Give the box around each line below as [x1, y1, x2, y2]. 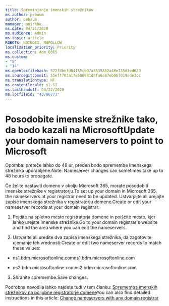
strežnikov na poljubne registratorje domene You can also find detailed [5, 289, 150, 295]
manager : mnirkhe [5, 21, 42, 27]
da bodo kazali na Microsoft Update [5, 124, 155, 136]
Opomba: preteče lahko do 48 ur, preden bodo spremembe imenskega [5, 162, 152, 168]
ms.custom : [5, 54, 28, 59]
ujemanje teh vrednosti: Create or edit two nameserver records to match [12, 240, 162, 246]
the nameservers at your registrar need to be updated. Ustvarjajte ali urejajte [5, 194, 164, 200]
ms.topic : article [5, 36, 44, 41]
